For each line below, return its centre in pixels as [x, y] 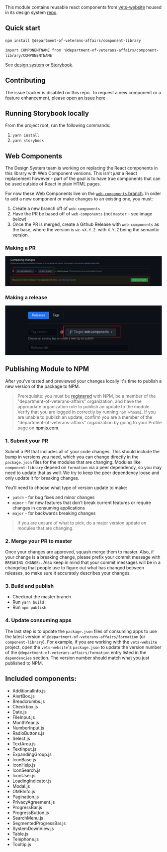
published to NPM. [24, 663]
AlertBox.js [23, 696]
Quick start [23, 28]
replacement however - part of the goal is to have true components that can [83, 178]
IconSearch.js [26, 770]
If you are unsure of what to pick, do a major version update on [82, 522]
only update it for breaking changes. [42, 478]
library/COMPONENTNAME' [30, 55]
